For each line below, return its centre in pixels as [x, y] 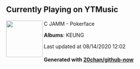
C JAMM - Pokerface [69, 23]
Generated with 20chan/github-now [89, 60]
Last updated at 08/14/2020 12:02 [85, 46]
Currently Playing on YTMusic [62, 10]
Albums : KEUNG [64, 35]
